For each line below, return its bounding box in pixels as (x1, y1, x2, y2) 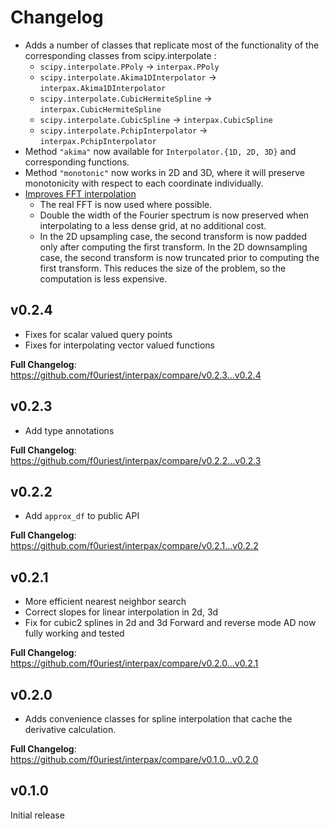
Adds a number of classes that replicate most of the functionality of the (24, 39, 320, 51)
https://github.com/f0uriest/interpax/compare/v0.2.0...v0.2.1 (10, 657, 259, 670)
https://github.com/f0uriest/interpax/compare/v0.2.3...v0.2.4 (10, 369, 262, 381)
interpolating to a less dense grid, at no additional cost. (39, 219, 267, 231)
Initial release (10, 809, 65, 821)
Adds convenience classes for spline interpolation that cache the (24, 713, 293, 725)
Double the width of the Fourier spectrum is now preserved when (39, 209, 310, 221)
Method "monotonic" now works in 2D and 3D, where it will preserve (24, 166, 305, 178)
